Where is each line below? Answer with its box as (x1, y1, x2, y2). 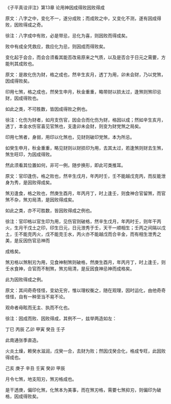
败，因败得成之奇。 (5, 22, 46, 28)
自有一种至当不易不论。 (18, 294, 68, 300)
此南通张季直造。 (5, 337, 41, 343)
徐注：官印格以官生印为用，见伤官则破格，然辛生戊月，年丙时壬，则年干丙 (5, 219, 161, 224)
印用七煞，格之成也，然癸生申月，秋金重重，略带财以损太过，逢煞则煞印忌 (5, 89, 161, 94)
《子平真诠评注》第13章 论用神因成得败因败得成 (5, 5, 105, 10)
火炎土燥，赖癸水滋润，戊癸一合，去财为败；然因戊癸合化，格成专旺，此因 (5, 348, 161, 354)
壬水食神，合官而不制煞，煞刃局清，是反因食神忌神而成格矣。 (5, 266, 135, 272)
